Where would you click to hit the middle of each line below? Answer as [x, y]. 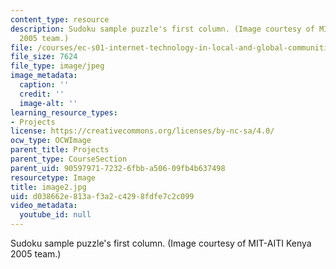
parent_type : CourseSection [69, 159]
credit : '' [42, 94]
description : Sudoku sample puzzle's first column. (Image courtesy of [162, 29]
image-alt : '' [48, 103]
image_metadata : [44, 76]
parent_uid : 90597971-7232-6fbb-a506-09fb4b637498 [118, 168]
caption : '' [44, 85]
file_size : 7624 [44, 57]
